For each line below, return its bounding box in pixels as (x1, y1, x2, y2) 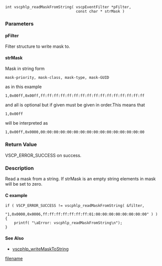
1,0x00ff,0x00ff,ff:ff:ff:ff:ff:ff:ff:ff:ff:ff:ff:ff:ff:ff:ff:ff (5, 94, 145, 99)
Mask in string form (5, 66, 45, 71)
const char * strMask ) (76, 9, 125, 14)
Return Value (5, 141, 37, 148)
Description (5, 165, 34, 171)
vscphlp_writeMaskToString (12, 246, 69, 252)
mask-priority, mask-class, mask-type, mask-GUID (5, 75, 110, 80)
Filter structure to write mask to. (5, 43, 71, 49)
